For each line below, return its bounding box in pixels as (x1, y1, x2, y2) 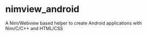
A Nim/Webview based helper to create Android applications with (5, 20, 142, 26)
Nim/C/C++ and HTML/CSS (5, 25, 64, 31)
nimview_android (5, 3, 80, 15)
